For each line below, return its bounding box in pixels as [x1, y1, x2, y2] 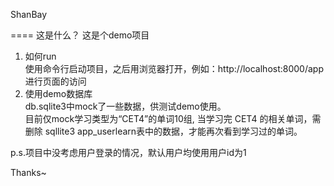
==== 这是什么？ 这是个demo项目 [10, 29, 150, 41]
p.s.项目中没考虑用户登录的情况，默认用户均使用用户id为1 [10, 147, 247, 158]
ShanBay [10, 9, 48, 20]
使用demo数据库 [24, 88, 93, 99]
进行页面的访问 [24, 75, 87, 87]
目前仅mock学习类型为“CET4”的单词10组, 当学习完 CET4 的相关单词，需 [24, 113, 322, 124]
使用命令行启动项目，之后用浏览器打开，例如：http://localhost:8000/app [24, 63, 324, 74]
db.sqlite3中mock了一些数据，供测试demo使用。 [24, 100, 227, 112]
